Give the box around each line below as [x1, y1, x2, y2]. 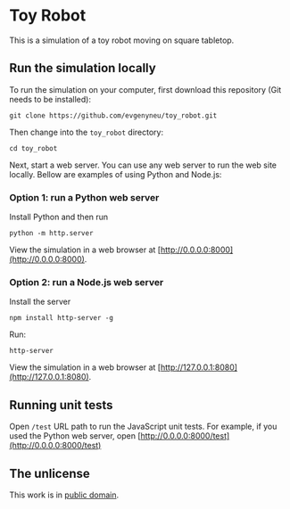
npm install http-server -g [9, 314, 114, 323]
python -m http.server [9, 229, 94, 238]
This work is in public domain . [9, 489, 120, 500]
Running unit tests [9, 398, 113, 413]
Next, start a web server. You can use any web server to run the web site [9, 160, 277, 170]
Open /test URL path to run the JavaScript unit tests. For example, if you [9, 421, 278, 432]
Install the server [9, 296, 71, 308]
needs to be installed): [9, 94, 92, 104]
